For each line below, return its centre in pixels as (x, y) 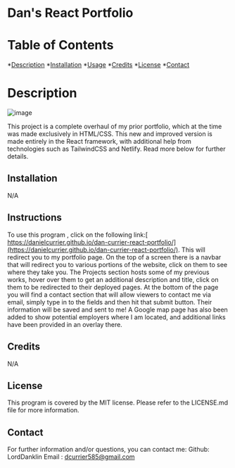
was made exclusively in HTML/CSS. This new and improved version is (110, 134)
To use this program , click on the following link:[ (78, 235)
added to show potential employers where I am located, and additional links (117, 317)
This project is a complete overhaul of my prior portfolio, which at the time (115, 127)
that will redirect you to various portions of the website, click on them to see (118, 264)
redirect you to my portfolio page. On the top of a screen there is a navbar (114, 257)
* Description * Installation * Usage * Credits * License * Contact (99, 65)
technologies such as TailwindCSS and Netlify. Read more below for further (117, 149)
